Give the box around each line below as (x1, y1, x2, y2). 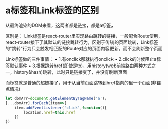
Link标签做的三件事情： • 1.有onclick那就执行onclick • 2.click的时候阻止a (5, 56, 157, 62)
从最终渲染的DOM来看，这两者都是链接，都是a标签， (5, 22, 116, 28)
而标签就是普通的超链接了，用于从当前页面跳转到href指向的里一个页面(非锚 (5, 79, 161, 86)
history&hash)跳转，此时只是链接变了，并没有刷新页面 (14, 69, 127, 75)
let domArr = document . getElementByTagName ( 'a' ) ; (5, 96, 107, 101)
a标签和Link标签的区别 (5, 5, 99, 16)
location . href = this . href (23, 110, 76, 115)
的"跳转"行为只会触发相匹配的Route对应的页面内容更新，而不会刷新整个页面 (5, 45, 163, 51)
